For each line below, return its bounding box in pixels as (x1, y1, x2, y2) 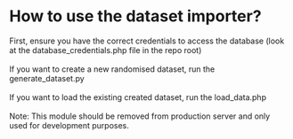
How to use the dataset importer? (9, 6, 262, 27)
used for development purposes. (9, 120, 129, 130)
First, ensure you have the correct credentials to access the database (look (9, 35, 285, 46)
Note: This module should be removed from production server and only (9, 111, 271, 121)
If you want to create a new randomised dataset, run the (9, 64, 216, 74)
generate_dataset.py (9, 73, 85, 83)
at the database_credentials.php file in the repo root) (9, 44, 202, 55)
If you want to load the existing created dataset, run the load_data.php (9, 91, 267, 103)
